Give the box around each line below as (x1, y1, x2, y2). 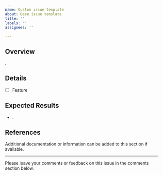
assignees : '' (5, 25, 34, 30)
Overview (5, 47, 35, 56)
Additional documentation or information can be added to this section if (5, 141, 148, 147)
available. (5, 146, 24, 152)
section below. (5, 165, 34, 171)
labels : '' (5, 20, 27, 26)
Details (5, 74, 27, 82)
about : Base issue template (5, 12, 62, 16)
